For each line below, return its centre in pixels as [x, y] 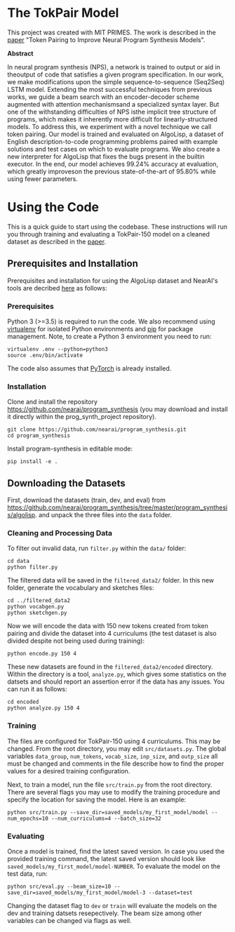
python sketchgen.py [38, 613]
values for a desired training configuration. [69, 771]
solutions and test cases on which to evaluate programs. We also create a [114, 149]
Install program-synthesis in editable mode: [70, 449]
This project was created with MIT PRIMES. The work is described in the [112, 32]
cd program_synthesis [39, 436]
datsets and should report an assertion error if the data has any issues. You [116, 681]
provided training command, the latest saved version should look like [107, 858]
